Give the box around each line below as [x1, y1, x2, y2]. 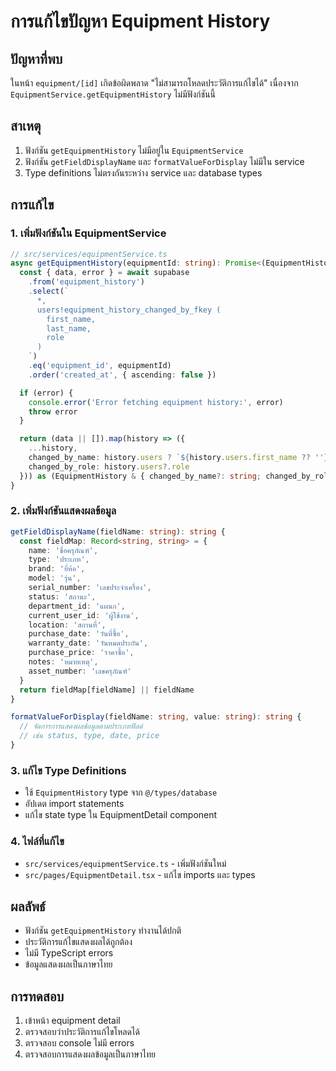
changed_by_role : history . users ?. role [28, 461, 190, 472]
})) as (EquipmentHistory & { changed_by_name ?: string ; [19, 471, 262, 481]
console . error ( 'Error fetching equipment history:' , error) [28, 397, 284, 407]
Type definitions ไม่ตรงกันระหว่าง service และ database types [24, 166, 263, 179]
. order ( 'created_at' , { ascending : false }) [28, 370, 217, 380]
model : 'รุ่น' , [28, 573, 82, 584]
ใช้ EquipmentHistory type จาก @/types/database [24, 786, 218, 799]
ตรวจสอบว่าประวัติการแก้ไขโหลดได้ [24, 1026, 140, 1038]
